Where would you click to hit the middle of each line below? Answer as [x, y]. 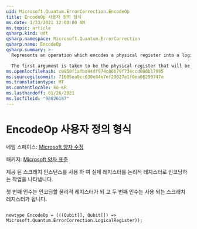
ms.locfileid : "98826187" [38, 99]
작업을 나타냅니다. [33, 179]
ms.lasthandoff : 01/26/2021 [40, 93]
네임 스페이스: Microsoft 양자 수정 [45, 147]
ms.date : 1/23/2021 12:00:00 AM [45, 22]
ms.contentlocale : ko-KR [36, 88]
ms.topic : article [28, 28]
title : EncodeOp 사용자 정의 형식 [44, 17]
